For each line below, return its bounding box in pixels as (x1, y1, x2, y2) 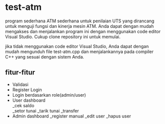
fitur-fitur (5, 68, 36, 77)
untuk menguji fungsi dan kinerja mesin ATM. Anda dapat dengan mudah (5, 23, 154, 29)
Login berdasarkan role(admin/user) (12, 92, 86, 98)
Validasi (12, 81, 29, 87)
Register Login (12, 86, 42, 93)
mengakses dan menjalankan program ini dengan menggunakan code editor (5, 28, 161, 34)
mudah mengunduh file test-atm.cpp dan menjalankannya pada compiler (5, 49, 154, 55)
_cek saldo (12, 102, 35, 108)
